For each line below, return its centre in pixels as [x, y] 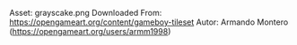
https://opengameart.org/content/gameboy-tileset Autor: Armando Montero [149, 22]
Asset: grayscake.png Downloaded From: [86, 13]
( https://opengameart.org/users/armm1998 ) [90, 31]
